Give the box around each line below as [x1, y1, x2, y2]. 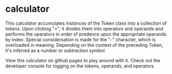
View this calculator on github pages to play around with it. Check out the [5, 57, 161, 63]
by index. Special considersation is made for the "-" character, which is [5, 36, 156, 43]
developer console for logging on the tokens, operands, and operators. [5, 63, 155, 69]
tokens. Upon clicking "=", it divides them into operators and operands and [5, 25, 163, 31]
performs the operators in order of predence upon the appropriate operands [5, 31, 167, 37]
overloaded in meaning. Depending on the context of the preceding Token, [5, 42, 163, 48]
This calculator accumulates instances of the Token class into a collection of [5, 20, 167, 26]
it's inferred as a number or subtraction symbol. [5, 47, 106, 53]
